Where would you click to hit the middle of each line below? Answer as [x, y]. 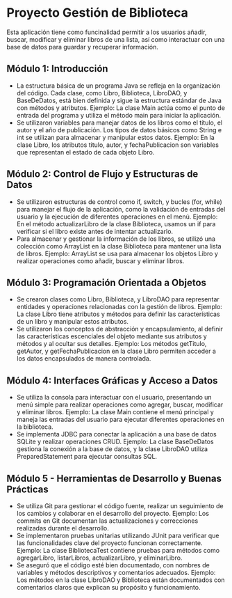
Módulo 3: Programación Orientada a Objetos [106, 282]
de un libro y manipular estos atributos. [73, 322]
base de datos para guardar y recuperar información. [83, 47]
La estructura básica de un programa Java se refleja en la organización [118, 86]
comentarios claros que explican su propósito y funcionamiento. [108, 587]
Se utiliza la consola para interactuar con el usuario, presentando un [114, 398]
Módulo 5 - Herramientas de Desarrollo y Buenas [114, 478]
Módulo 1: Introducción [57, 69]
